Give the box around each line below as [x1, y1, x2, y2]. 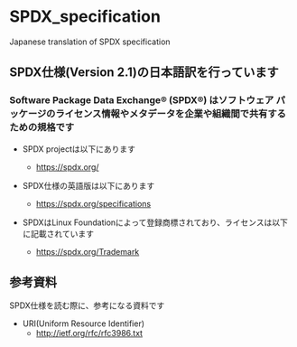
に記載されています [22, 228, 95, 239]
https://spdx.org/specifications [35, 198, 152, 209]
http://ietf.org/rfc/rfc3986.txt [35, 328, 143, 339]
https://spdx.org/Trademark [35, 246, 140, 257]
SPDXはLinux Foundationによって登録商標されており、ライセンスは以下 [22, 217, 289, 228]
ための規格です [9, 121, 75, 134]
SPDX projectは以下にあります [22, 143, 135, 155]
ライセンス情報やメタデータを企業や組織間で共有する [55, 108, 287, 120]
